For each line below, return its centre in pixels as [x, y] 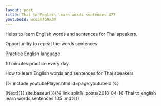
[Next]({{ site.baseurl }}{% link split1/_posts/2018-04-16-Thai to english [81, 93]
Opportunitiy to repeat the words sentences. [52, 44]
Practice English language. [33, 54]
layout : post [19, 10]
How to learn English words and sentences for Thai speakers [70, 73]
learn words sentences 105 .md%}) [42, 99]
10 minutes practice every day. [38, 64]
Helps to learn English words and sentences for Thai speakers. [72, 34]
